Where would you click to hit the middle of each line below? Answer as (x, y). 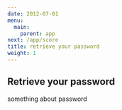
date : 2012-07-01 (33, 14)
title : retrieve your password (54, 47)
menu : (15, 20)
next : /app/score (33, 40)
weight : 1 (22, 54)
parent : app (38, 33)
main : (22, 27)
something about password (47, 99)
